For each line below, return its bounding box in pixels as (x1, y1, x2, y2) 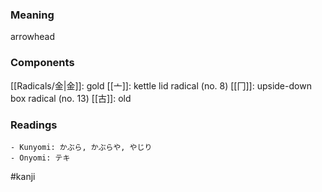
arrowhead (10, 31, 55, 43)
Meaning (10, 8, 55, 22)
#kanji (10, 170, 36, 182)
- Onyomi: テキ (10, 153, 71, 163)
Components (10, 56, 75, 70)
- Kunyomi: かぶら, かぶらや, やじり (10, 142, 153, 152)
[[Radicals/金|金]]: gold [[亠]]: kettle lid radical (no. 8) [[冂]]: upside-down (10, 79, 312, 92)
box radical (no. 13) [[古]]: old (10, 92, 132, 104)
